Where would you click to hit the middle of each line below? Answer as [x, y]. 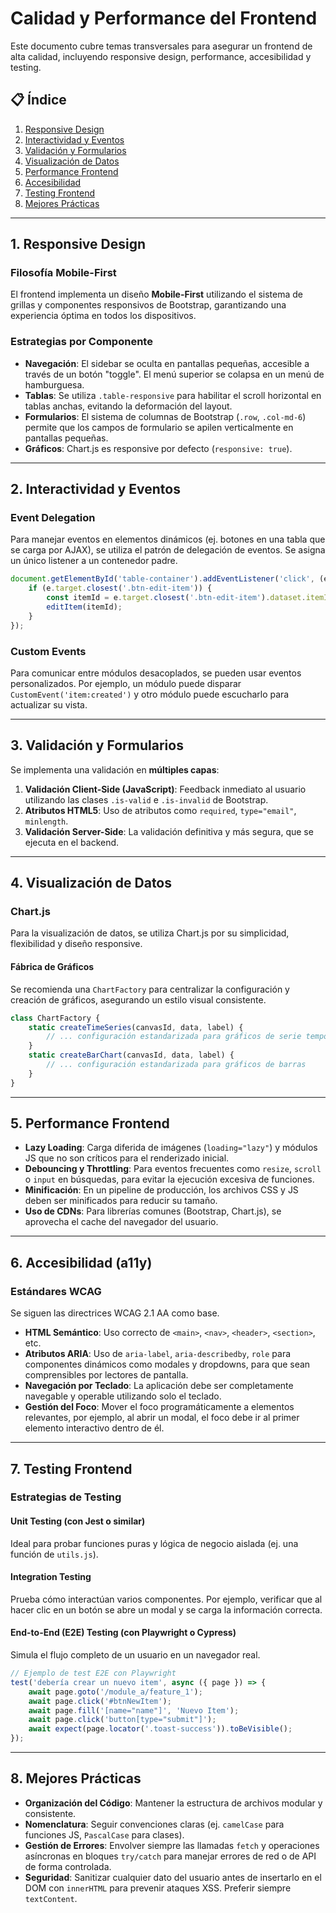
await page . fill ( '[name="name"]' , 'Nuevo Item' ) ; [134, 1710]
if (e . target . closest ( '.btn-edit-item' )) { [120, 588]
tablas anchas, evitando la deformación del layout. [128, 406]
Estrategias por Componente [81, 342]
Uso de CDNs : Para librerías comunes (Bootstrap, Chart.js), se [153, 1211]
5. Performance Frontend [90, 1123]
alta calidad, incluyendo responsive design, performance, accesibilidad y [161, 56]
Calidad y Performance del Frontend [164, 18]
